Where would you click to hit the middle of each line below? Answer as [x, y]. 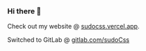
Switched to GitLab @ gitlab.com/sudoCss [68, 40]
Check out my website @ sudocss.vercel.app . [73, 27]
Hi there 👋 [25, 11]
